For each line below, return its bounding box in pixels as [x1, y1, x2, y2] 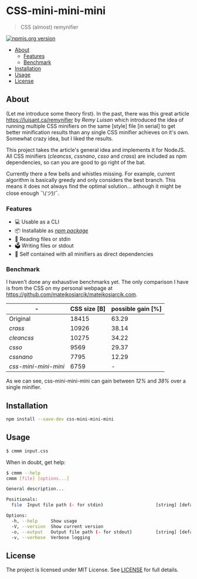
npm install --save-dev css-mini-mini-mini [6, 417, 114, 422]
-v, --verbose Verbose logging [11, 534, 91, 540]
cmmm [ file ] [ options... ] [6, 475, 69, 482]
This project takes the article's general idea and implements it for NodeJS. [6, 146, 186, 153]
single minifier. [6, 384, 42, 391]
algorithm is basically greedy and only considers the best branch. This [6, 176, 176, 183]
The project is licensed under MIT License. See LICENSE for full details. [6, 566, 179, 573]
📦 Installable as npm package [14, 227, 89, 234]
